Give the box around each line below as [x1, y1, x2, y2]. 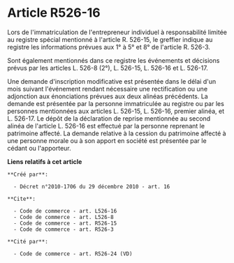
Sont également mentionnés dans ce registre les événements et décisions [7, 56, 220, 64]
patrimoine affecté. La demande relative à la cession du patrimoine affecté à [7, 129, 226, 137]
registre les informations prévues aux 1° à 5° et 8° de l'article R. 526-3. [7, 43, 211, 51]
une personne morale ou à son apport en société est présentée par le [7, 136, 207, 144]
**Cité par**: [7, 238, 49, 245]
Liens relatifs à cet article [7, 157, 82, 165]
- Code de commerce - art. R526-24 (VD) [13, 250, 133, 257]
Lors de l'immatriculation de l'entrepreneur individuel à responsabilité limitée [7, 28, 227, 36]
